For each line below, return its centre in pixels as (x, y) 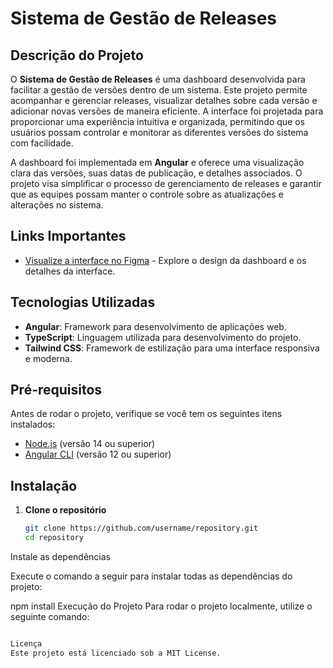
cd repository (54, 538)
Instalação (44, 485)
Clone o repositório (65, 510)
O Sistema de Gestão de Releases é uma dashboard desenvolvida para (158, 79)
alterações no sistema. (57, 205)
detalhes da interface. (70, 271)
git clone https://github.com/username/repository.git (141, 528)
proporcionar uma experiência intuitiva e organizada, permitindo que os (157, 121)
